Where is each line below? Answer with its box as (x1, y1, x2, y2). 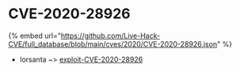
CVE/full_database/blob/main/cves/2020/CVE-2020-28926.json (8, 39, 218, 48)
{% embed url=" (8, 31, 62, 40)
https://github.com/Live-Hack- (60, 31, 161, 40)
